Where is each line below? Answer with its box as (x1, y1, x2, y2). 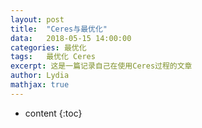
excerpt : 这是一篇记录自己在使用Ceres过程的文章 (10, 61, 193, 71)
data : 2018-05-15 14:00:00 (10, 33, 132, 43)
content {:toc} (24, 107, 83, 119)
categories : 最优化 (10, 42, 87, 53)
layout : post (10, 14, 65, 25)
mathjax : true (10, 80, 70, 90)
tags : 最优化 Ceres (10, 52, 96, 62)
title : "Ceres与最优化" (10, 24, 108, 34)
